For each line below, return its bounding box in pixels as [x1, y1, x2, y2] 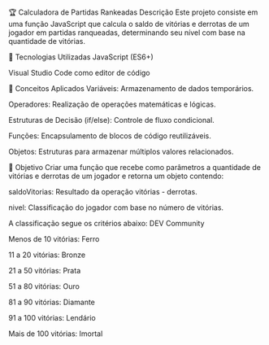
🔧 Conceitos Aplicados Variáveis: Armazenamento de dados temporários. [8, 84, 254, 93]
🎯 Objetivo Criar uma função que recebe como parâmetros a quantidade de [8, 163, 262, 172]
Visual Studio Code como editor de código [8, 68, 150, 77]
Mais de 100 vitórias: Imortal [8, 329, 103, 338]
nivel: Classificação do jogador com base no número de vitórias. [8, 203, 224, 212]
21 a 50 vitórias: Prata [8, 266, 81, 275]
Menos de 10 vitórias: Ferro [8, 234, 100, 243]
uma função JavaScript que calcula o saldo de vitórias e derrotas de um [8, 20, 249, 28]
